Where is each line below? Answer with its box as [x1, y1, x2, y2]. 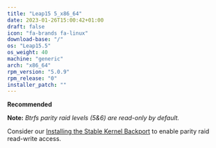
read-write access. [7, 135, 61, 143]
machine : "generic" [7, 56, 64, 63]
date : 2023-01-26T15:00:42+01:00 [7, 17, 104, 24]
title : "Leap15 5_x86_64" [7, 10, 82, 17]
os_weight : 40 [7, 49, 49, 56]
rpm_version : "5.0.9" [7, 68, 70, 75]
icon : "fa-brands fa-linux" [7, 29, 89, 37]
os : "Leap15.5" [7, 42, 51, 49]
